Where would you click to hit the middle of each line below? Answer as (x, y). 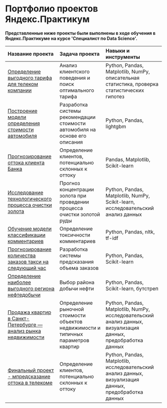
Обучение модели (30, 228)
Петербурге (22, 325)
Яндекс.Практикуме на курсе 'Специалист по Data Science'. (71, 38)
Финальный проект (31, 370)
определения (24, 123)
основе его (73, 136)
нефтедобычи (24, 295)
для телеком (23, 84)
